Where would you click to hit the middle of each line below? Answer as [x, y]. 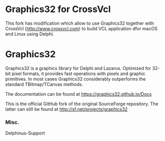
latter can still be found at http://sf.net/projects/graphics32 [67, 109]
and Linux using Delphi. [30, 34]
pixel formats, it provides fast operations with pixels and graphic [79, 74]
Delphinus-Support [25, 133]
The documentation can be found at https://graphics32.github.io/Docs [78, 94]
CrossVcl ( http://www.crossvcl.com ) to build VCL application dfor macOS [81, 28]
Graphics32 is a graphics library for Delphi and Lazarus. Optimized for [78, 68]
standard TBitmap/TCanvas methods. [44, 84]
